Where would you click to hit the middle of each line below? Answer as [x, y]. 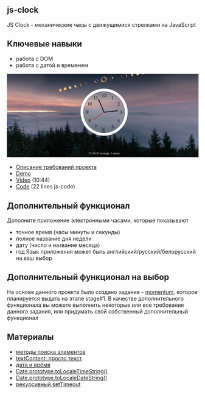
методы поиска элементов [50, 352]
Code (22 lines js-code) [45, 187]
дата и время [33, 365]
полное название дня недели [54, 238]
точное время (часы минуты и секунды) [68, 232]
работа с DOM [34, 59]
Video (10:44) [33, 180]
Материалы [30, 337]
